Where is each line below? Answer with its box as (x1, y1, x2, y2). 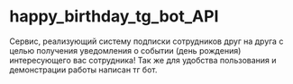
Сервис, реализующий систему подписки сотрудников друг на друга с (9, 36, 284, 46)
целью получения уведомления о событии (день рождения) (9, 45, 242, 55)
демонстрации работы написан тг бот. (9, 64, 158, 75)
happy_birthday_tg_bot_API (9, 6, 219, 27)
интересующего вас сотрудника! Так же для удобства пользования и (9, 55, 277, 65)
